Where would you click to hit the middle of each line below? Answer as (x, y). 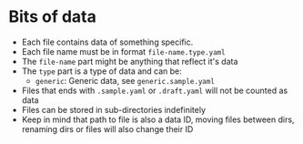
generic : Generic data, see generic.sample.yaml (125, 80)
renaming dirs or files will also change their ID (107, 129)
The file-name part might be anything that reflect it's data (130, 61)
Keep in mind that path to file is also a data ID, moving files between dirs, (158, 119)
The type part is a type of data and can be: (102, 71)
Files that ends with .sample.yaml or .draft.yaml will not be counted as (155, 90)
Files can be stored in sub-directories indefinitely (114, 109)
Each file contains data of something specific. (107, 42)
